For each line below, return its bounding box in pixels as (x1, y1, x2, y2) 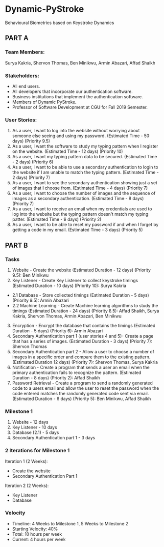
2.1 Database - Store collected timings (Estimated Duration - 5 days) (12, 292, 149, 298)
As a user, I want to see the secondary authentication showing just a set (12, 180, 158, 186)
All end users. (12, 83, 40, 89)
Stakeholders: (5, 72, 40, 79)
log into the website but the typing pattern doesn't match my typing (12, 211, 148, 217)
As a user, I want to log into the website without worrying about (12, 128, 140, 134)
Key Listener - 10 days (12, 424, 57, 431)
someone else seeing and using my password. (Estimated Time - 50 (12, 133, 150, 139)
